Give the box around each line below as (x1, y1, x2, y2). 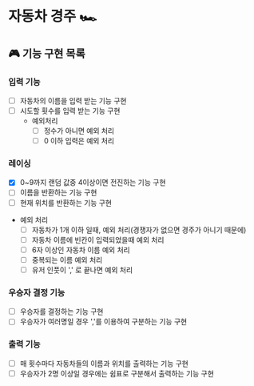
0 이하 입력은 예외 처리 (43, 136, 114, 146)
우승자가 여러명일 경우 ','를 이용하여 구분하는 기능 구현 (19, 317, 188, 327)
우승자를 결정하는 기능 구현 (19, 307, 104, 316)
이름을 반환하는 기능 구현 (19, 187, 97, 197)
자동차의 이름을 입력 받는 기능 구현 (19, 95, 127, 105)
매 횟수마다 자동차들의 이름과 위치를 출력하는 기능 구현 (19, 358, 189, 368)
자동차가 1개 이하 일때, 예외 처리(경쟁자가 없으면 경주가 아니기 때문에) (31, 225, 247, 235)
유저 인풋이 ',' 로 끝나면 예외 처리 (31, 265, 133, 275)
